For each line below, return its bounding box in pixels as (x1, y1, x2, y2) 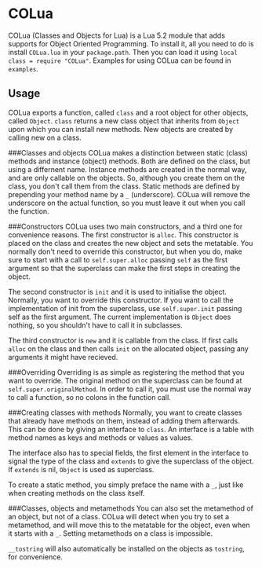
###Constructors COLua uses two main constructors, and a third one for (8, 222, 243, 231)
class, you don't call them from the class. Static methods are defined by (8, 181, 241, 191)
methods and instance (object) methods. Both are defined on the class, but (8, 156, 251, 166)
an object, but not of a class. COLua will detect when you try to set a (8, 511, 230, 521)
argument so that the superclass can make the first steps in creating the (8, 263, 241, 273)
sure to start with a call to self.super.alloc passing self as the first (8, 255, 227, 264)
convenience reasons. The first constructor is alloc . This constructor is (8, 229, 239, 240)
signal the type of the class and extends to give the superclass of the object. (8, 456, 254, 466)
